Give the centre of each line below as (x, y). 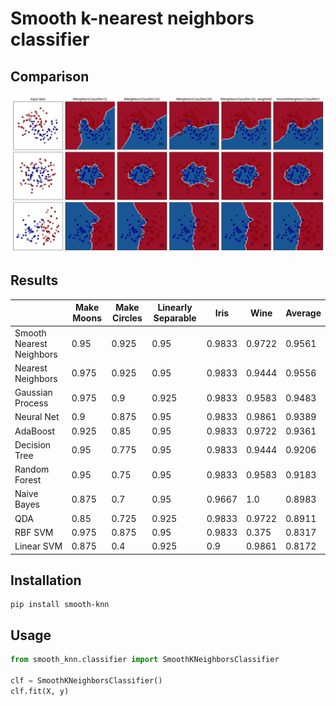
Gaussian (33, 393)
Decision (33, 444)
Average (303, 313)
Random (32, 469)
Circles (127, 318)
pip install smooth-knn (60, 605)
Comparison (50, 76)
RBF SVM (34, 532)
